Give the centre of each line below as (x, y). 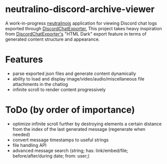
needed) (21, 134)
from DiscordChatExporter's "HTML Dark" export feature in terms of (76, 34)
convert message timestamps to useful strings (61, 140)
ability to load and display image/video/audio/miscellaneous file (78, 78)
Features (24, 60)
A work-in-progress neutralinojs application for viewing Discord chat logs (81, 23)
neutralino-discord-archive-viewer (80, 9)
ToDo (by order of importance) (70, 110)
